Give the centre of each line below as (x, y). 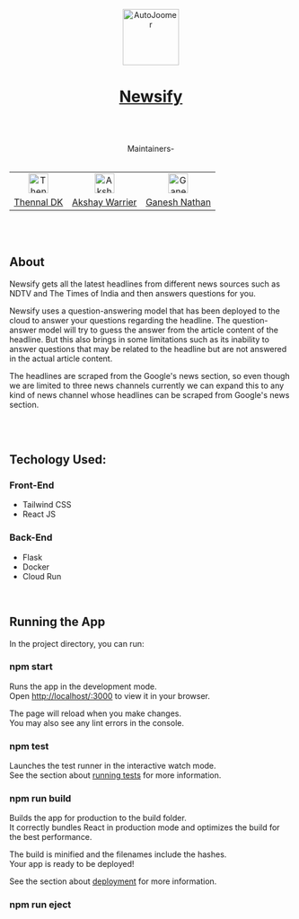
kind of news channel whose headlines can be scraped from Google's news (149, 394)
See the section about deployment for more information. (113, 881)
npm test (29, 746)
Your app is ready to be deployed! (72, 864)
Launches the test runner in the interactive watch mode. (113, 766)
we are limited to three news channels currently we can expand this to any (147, 385)
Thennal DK (39, 202)
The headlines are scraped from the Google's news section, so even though (149, 376)
